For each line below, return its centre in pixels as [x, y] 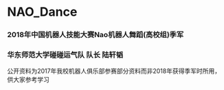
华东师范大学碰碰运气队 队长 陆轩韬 [65, 55]
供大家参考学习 [28, 80]
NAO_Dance [42, 12]
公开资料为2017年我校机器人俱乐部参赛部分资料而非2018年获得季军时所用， [114, 71]
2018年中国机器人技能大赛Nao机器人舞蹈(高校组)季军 [96, 35]
